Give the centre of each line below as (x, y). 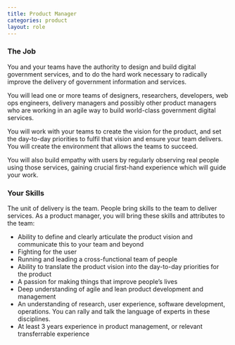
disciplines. (34, 319)
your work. (23, 175)
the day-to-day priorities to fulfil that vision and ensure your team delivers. (115, 138)
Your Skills (26, 193)
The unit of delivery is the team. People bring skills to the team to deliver (112, 208)
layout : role (26, 27)
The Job (22, 51)
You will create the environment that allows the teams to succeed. (103, 146)
